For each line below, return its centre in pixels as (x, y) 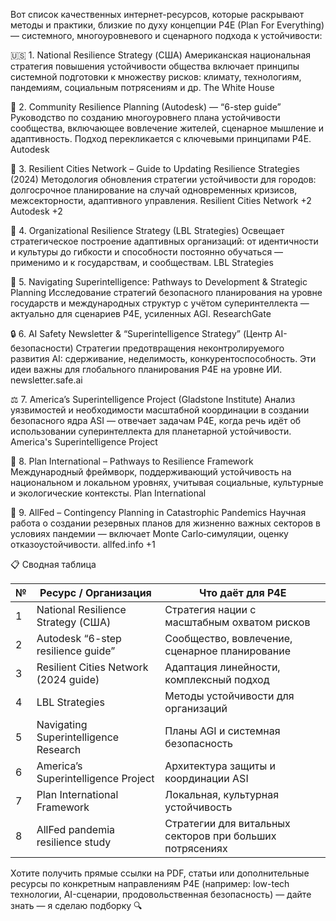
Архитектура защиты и (220, 766)
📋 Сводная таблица (53, 564)
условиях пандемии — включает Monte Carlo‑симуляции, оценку (149, 533)
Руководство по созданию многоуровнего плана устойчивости (145, 117)
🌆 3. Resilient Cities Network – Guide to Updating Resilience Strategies (155, 168)
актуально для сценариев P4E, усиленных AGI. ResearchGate (141, 313)
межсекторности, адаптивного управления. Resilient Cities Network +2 (161, 200)
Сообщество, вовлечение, (228, 638)
